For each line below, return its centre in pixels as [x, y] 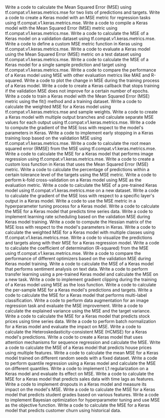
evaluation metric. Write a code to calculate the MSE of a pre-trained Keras [81, 185]
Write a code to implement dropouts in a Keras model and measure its [76, 384]
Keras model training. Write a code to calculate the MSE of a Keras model [80, 264]
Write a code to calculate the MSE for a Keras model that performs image [79, 154]
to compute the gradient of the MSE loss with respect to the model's [74, 127]
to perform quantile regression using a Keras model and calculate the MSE [81, 363]
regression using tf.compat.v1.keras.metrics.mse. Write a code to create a [80, 159]
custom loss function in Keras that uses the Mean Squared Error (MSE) [77, 164]
